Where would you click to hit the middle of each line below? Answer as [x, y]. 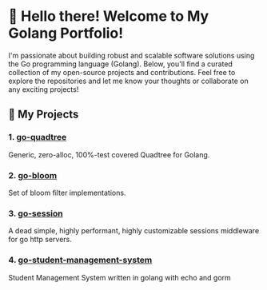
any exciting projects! [44, 89]
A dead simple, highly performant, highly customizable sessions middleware [134, 231]
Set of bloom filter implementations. [67, 193]
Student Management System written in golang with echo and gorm [120, 277]
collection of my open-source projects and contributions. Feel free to [122, 72]
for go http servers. [40, 240]
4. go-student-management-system [80, 260]
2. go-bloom [33, 175]
